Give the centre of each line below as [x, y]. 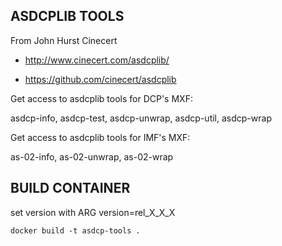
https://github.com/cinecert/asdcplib [100, 79]
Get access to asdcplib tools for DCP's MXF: [101, 98]
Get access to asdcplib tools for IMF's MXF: [100, 137]
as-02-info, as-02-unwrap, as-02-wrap [92, 156]
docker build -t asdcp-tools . [75, 230]
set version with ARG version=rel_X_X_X [93, 212]
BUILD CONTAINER [70, 188]
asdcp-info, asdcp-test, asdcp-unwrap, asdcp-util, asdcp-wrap [141, 118]
